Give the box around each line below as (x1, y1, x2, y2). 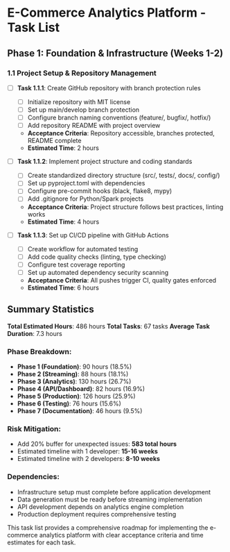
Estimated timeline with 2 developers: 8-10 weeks (17, 455, 161, 463)
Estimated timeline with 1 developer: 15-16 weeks (17, 447, 158, 455)
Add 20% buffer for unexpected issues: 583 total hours (17, 440, 177, 449)
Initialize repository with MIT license (27, 97, 131, 106)
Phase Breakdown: (7, 346, 72, 356)
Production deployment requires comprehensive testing (17, 510, 177, 518)
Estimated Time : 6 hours (27, 283, 99, 292)
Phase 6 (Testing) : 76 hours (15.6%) (17, 399, 121, 408)
